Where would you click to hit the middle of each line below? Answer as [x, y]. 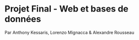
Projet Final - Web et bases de [67, 9]
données [23, 19]
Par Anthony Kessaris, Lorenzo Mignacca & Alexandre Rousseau [69, 32]
